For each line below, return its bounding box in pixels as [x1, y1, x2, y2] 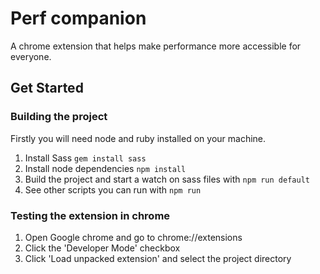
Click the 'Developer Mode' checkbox [24, 242, 181, 254]
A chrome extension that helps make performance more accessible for [10, 40, 302, 52]
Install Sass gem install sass [24, 152, 147, 164]
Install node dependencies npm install [24, 162, 187, 174]
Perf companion [10, 7, 147, 30]
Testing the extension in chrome [10, 208, 171, 222]
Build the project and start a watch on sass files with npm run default [24, 173, 310, 185]
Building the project [10, 110, 108, 124]
